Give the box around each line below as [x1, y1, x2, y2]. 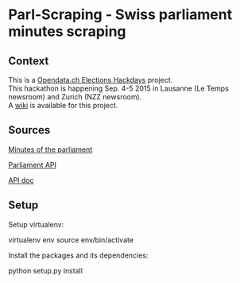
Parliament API [8, 160, 57, 169]
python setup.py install [8, 266, 83, 275]
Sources [8, 123, 51, 137]
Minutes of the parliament [8, 145, 93, 154]
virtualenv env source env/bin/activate [8, 235, 134, 244]
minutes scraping [8, 22, 126, 41]
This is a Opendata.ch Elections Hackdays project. [8, 76, 173, 84]
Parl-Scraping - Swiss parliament [8, 6, 233, 24]
